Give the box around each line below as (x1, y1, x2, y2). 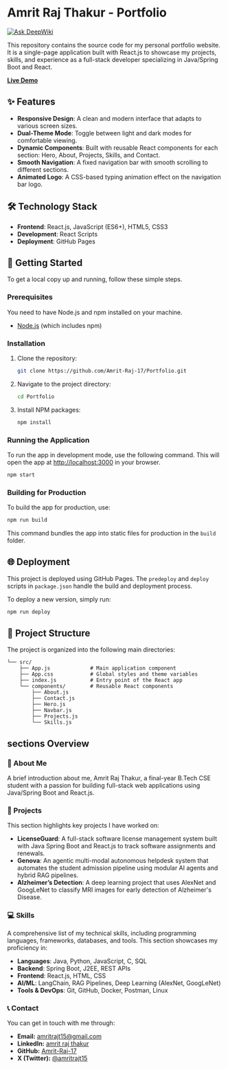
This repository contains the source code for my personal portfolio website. (7, 41, 221, 49)
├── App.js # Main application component (19, 665, 176, 672)
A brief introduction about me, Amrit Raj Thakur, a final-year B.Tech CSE (7, 774, 212, 782)
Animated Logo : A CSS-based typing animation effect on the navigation (16, 173, 221, 181)
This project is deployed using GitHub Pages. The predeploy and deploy (7, 574, 209, 582)
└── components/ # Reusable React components (19, 683, 174, 690)
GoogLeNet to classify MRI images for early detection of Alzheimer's (16, 885, 212, 894)
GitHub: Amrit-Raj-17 (16, 1047, 77, 1055)
